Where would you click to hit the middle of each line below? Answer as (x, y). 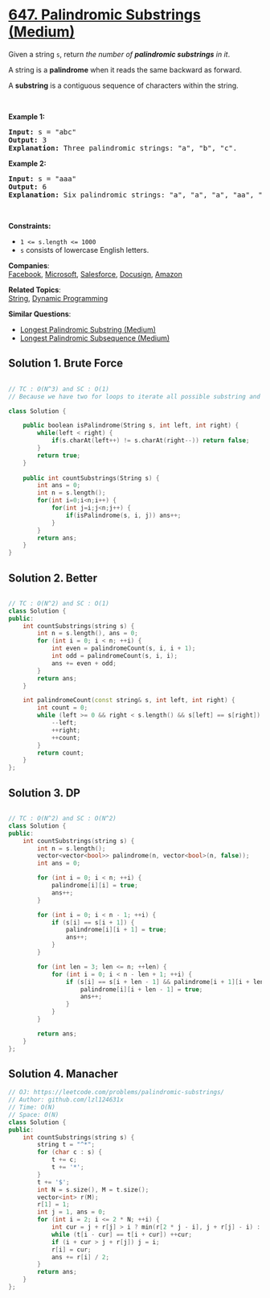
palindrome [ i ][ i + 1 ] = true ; (116, 930)
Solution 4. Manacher (63, 1074)
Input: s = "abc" (42, 132)
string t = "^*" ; (66, 1145)
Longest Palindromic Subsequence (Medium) (95, 338)
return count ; (61, 753)
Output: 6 (27, 186)
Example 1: (27, 116)
